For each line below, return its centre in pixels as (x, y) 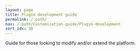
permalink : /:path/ (26, 19)
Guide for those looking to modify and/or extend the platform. (71, 43)
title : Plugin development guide (41, 15)
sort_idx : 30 (19, 29)
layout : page (19, 10)
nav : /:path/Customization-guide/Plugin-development (63, 24)
